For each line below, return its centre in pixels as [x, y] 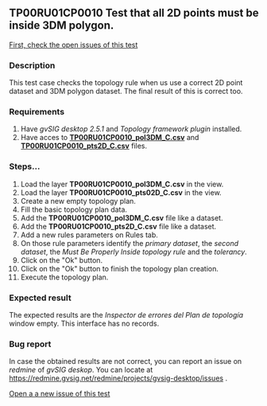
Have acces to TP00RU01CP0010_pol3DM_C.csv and [110, 138]
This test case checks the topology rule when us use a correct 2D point [126, 83]
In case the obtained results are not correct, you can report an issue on [126, 361]
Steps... [25, 166]
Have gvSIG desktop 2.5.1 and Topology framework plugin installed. [131, 129]
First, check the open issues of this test [74, 45]
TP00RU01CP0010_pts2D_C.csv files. [84, 146]
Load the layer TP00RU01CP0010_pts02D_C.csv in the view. [121, 192]
